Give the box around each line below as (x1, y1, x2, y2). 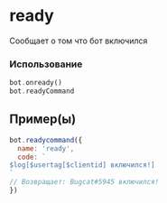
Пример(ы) (9, 112, 77, 127)
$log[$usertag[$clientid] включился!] (9, 161, 155, 170)
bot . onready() (9, 78, 63, 88)
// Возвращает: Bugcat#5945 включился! (9, 178, 160, 187)
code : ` (17, 152, 47, 161)
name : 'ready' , (17, 143, 75, 153)
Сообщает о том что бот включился (9, 35, 148, 46)
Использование (9, 58, 83, 70)
